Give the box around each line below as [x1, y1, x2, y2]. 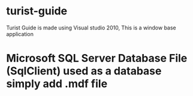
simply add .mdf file [6, 77, 108, 91]
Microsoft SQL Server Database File [6, 52, 188, 65]
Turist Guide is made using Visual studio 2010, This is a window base [6, 24, 177, 31]
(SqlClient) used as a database [6, 64, 162, 78]
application [6, 30, 34, 37]
